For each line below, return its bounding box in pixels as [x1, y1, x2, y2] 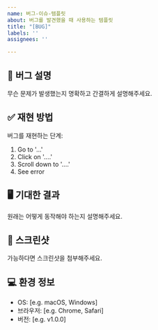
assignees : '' [7, 36, 49, 43]
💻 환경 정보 [7, 276, 55, 288]
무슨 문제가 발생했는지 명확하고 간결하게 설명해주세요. [7, 89, 152, 97]
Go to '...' [17, 145, 43, 154]
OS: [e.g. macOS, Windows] [17, 298, 98, 306]
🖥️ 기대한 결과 [7, 189, 61, 201]
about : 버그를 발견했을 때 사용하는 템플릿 [7, 17, 113, 24]
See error [17, 167, 45, 176]
